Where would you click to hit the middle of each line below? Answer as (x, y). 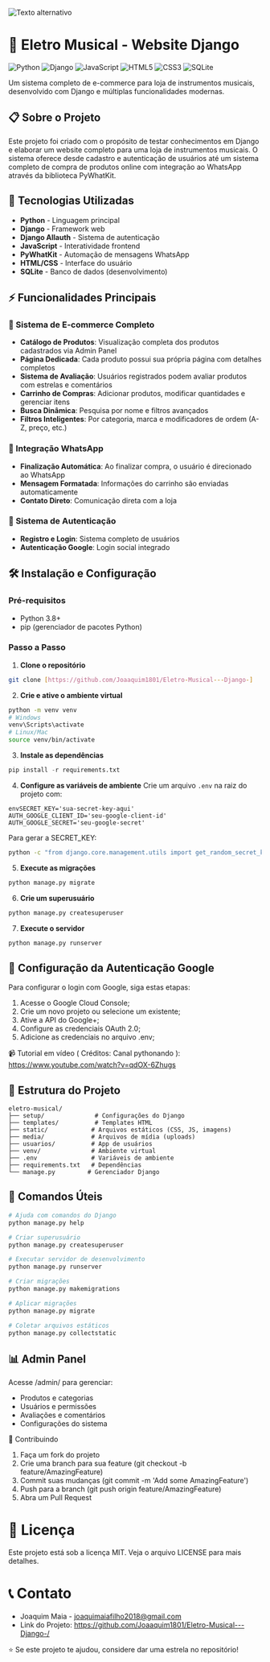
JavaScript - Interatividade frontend (80, 246)
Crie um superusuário (57, 898)
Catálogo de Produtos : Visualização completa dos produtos (119, 342)
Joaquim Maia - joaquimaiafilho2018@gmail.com (101, 1617)
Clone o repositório (53, 665)
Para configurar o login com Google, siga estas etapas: (99, 987)
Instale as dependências (62, 755)
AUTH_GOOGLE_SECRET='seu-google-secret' (77, 823)
